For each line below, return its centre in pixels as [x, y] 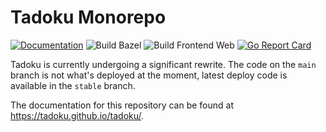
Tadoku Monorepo [88, 17]
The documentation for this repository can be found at [122, 105]
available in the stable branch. [73, 85]
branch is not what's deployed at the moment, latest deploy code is [149, 75]
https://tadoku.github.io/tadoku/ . [77, 115]
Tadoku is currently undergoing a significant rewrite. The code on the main [163, 64]
